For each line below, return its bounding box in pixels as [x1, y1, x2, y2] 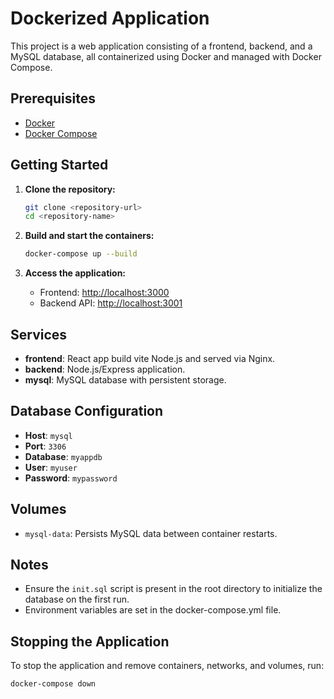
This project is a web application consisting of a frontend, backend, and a [10, 40, 313, 52]
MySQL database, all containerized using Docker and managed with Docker [10, 50, 322, 62]
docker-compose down [10, 679, 97, 689]
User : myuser [24, 461, 78, 473]
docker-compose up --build [24, 249, 138, 259]
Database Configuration [10, 403, 164, 420]
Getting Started [10, 157, 109, 174]
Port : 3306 [24, 440, 67, 452]
